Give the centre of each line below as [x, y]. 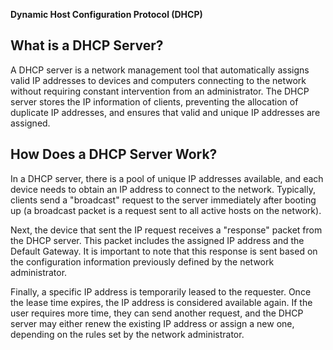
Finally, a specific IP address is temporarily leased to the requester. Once [161, 291]
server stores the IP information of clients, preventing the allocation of [154, 101]
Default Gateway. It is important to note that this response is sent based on [164, 251]
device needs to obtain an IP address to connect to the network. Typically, [163, 189]
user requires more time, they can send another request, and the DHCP [157, 313]
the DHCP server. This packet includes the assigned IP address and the [157, 240]
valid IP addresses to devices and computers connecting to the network [158, 80]
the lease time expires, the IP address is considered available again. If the [161, 302]
